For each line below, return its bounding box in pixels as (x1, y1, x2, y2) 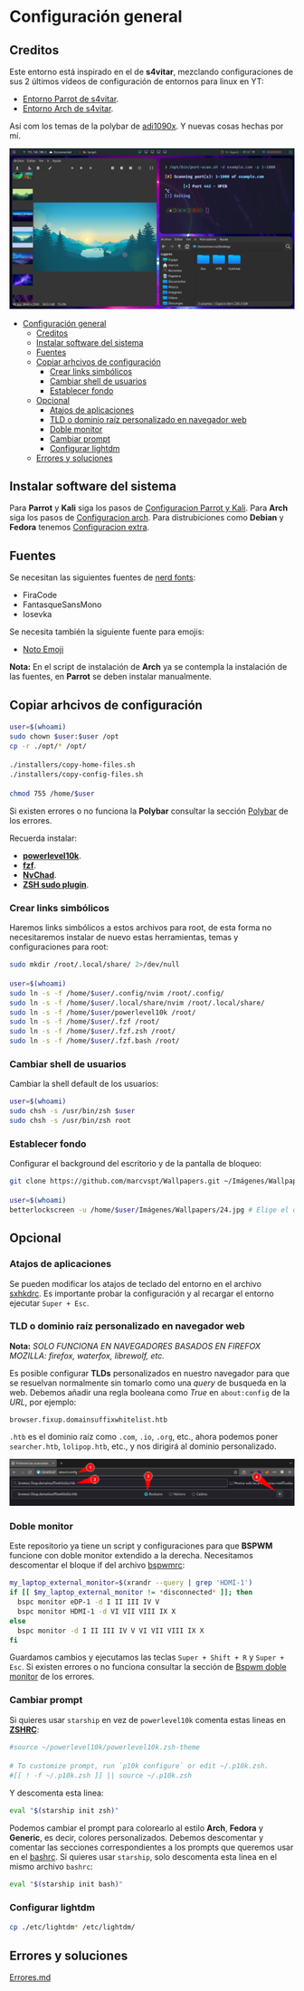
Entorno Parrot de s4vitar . (22, 93, 119, 104)
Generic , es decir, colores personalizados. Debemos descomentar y (9, 1833, 264, 1843)
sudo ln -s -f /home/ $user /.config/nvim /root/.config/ (9, 988, 224, 997)
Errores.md (9, 1971, 52, 1983)
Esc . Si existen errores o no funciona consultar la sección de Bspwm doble (9, 1662, 287, 1672)
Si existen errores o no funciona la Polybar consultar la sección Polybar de (9, 805, 289, 816)
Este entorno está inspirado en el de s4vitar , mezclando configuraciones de (9, 66, 294, 77)
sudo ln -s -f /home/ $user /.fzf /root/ (9, 1017, 160, 1026)
